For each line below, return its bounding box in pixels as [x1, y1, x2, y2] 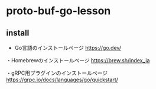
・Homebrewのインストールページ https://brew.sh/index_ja [6, 57, 150, 63]
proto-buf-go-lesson [6, 4, 111, 18]
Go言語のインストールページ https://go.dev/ [14, 44, 122, 51]
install [6, 28, 30, 38]
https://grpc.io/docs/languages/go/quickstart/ [6, 76, 118, 83]
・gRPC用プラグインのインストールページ [6, 69, 108, 77]
